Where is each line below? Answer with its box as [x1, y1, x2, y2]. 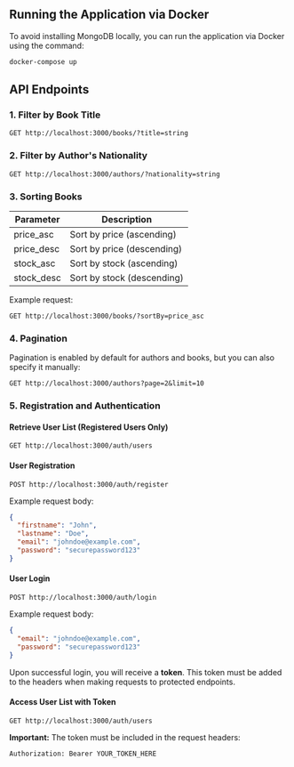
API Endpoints [9, 82, 90, 97]
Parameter [14, 213, 60, 225]
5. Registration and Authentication [9, 400, 162, 412]
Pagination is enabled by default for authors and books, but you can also [9, 352, 275, 363]
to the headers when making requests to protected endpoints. [9, 676, 235, 687]
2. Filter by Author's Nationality [9, 149, 148, 162]
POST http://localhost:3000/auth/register [9, 480, 169, 488]
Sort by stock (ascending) [69, 257, 179, 270]
